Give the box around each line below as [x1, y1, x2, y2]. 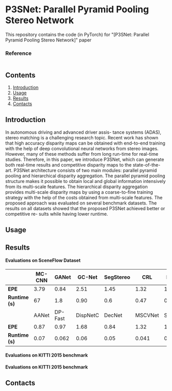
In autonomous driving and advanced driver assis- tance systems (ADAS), [5, 129, 162, 135]
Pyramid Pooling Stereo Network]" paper [5, 37, 92, 43]
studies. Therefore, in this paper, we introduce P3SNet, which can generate [5, 156, 164, 162]
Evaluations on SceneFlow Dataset [5, 257, 81, 263]
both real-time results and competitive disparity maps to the [5, 161, 132, 168]
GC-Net [77, 273, 98, 280]
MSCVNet [135, 312, 160, 319]
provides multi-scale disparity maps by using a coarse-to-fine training [5, 189, 154, 195]
